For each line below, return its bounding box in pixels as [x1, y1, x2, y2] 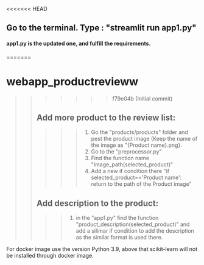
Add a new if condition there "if [91, 168, 169, 175]
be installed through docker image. [6, 252, 94, 260]
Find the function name [91, 155, 150, 162]
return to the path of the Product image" [91, 180, 192, 188]
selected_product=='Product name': [91, 174, 182, 182]
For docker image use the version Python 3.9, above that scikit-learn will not [6, 246, 198, 253]
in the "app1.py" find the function [76, 214, 159, 222]
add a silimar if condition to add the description [76, 227, 195, 235]
